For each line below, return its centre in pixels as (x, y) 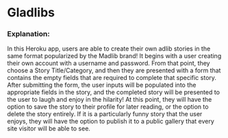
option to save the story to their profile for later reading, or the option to (108, 107)
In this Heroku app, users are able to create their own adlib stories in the (109, 49)
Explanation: (28, 34)
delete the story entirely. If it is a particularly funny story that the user (105, 114)
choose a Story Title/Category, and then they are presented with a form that (114, 70)
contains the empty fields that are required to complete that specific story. (112, 78)
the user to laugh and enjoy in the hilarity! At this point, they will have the (110, 100)
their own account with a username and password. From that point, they (109, 64)
